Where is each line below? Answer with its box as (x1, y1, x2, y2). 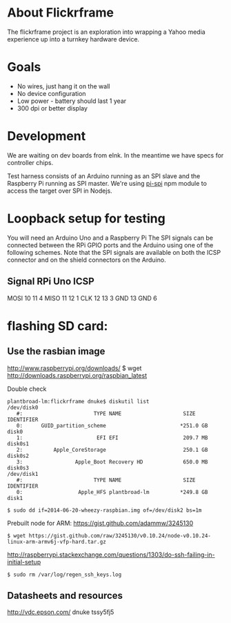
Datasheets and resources (7, 589, 123, 602)
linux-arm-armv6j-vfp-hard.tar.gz (7, 538, 107, 545)
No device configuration (17, 89, 86, 97)
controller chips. (7, 158, 54, 166)
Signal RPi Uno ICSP (7, 276, 94, 287)
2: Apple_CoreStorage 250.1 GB (16, 446, 208, 453)
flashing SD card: (7, 318, 108, 334)
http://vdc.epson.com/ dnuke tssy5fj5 (7, 608, 114, 616)
